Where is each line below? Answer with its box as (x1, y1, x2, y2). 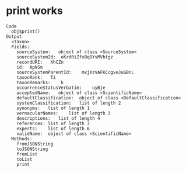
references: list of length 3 (16, 120, 90, 126)
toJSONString (16, 146, 48, 152)
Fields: (11, 44, 30, 50)
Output (6, 33, 22, 39)
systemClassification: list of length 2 (16, 100, 121, 106)
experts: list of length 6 (16, 126, 90, 132)
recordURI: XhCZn (16, 59, 64, 65)
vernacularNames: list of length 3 (16, 110, 111, 116)
